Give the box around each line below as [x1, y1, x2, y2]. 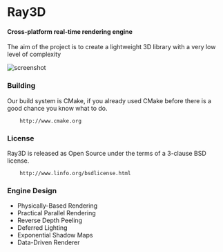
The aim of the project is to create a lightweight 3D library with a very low [7, 43, 216, 51]
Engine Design [7, 186, 57, 195]
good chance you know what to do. [7, 104, 108, 112]
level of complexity [7, 50, 61, 59]
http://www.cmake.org [19, 117, 81, 125]
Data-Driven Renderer [17, 238, 81, 246]
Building [7, 81, 36, 91]
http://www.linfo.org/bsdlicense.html [19, 170, 131, 177]
